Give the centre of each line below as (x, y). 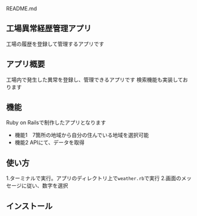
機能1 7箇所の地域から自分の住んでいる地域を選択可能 (82, 135)
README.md (22, 9)
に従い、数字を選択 (45, 186)
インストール (29, 206)
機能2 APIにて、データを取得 (49, 143)
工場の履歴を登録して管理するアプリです (55, 44)
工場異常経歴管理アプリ (49, 29)
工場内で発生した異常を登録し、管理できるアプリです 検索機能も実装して (94, 80)
